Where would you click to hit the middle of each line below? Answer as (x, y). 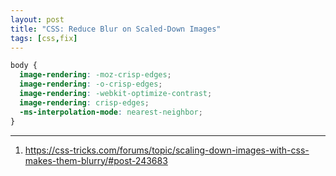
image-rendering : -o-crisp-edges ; (91, 84)
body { (24, 66)
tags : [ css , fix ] (44, 38)
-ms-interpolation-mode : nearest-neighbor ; (111, 112)
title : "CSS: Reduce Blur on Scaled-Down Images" (116, 29)
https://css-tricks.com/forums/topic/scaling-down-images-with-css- (167, 150)
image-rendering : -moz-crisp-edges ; (95, 75)
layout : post (37, 19)
